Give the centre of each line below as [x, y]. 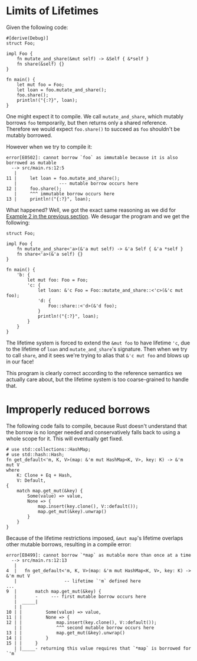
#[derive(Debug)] [27, 38]
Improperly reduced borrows [78, 410]
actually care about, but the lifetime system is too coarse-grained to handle [97, 379]
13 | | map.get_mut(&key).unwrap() [66, 633]
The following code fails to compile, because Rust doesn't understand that [96, 426]
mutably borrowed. [29, 135]
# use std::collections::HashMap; [49, 449]
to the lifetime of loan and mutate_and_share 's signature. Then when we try [97, 349]
